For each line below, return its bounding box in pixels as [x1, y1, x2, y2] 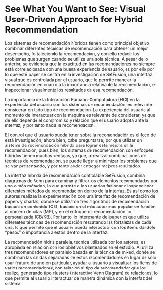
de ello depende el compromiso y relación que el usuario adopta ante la [5, 117, 149, 123]
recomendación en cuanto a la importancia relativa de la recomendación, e [5, 82, 155, 87]
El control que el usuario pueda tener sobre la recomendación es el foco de [5, 132, 156, 138]
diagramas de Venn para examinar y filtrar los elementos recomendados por [5, 177, 158, 184]
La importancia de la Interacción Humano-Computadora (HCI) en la [5, 96, 140, 102]
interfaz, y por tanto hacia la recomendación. [5, 122, 95, 128]
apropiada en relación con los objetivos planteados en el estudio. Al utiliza [5, 244, 154, 250]
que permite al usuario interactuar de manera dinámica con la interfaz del [5, 275, 152, 281]
